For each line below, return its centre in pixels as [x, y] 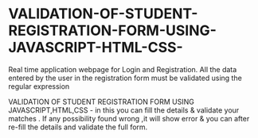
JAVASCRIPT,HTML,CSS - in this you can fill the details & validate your [124, 110]
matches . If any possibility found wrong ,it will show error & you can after [129, 118]
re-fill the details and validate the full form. [78, 127]
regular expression [39, 86]
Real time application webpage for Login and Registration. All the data [123, 69]
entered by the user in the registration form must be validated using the [125, 78]
